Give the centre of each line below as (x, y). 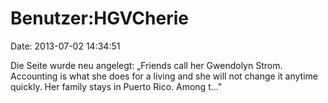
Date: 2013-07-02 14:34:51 (65, 46)
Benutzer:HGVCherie (99, 18)
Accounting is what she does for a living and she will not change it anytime (164, 76)
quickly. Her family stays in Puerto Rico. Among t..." (116, 86)
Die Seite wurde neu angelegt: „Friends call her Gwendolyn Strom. (146, 65)
